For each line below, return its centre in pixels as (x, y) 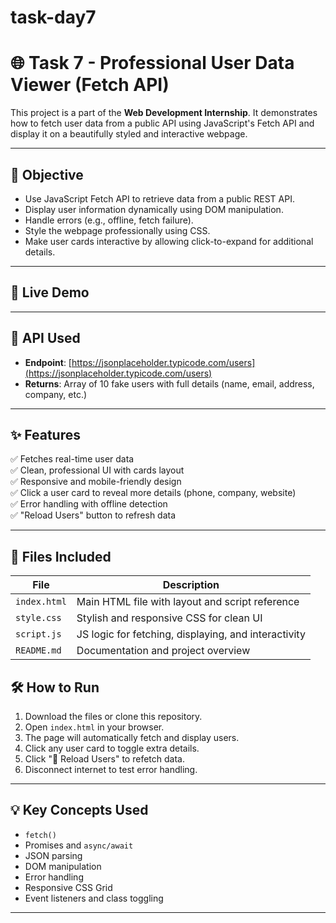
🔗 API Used (45, 338)
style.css (38, 618)
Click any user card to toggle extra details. (112, 748)
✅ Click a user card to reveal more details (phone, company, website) (153, 493)
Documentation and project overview (163, 651)
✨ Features (45, 434)
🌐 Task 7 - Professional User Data (152, 63)
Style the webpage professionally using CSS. (117, 230)
